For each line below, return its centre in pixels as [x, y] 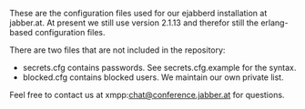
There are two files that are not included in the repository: [117, 50]
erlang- [274, 23]
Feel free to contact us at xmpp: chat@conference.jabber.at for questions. [147, 95]
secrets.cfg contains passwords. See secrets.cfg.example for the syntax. [159, 68]
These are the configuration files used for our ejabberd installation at [138, 13]
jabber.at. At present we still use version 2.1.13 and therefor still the [134, 23]
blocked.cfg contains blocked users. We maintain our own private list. [153, 77]
